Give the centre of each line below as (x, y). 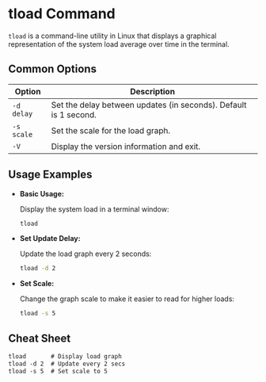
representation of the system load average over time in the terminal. (119, 44)
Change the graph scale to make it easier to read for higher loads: (127, 299)
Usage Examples (50, 175)
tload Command (62, 14)
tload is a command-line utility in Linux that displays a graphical (112, 36)
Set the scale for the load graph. (111, 130)
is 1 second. (74, 114)
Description (153, 91)
